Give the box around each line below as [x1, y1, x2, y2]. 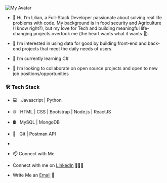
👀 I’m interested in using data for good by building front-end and [12, 40, 147, 46]
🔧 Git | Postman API [12, 131, 56, 137]
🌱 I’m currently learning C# [12, 55, 69, 62]
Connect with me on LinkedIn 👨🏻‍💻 [12, 162, 84, 168]
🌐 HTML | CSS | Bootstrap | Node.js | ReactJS [12, 109, 111, 115]
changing [12, 31, 33, 36]
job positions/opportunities [12, 71, 69, 77]
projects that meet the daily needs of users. [22, 46, 113, 51]
